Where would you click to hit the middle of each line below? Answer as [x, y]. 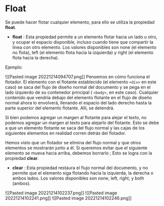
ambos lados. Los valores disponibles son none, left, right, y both [78, 178]
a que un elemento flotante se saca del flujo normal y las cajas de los [75, 128]
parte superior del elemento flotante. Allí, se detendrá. [60, 108]
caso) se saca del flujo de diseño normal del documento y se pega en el [78, 87]
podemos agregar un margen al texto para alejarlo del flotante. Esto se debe [82, 123]
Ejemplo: [14, 67]
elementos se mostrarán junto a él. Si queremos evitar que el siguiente [76, 148]
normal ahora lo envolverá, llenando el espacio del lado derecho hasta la [79, 103]
